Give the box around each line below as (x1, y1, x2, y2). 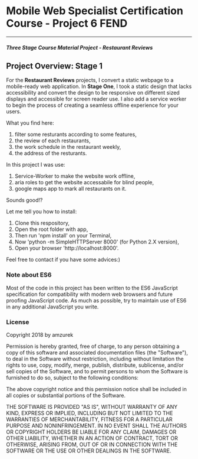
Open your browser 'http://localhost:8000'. (14, 245, 119, 252)
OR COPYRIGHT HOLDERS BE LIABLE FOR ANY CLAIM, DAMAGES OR (6, 428, 177, 435)
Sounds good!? (6, 197, 43, 204)
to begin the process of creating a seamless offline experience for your (6, 102, 179, 109)
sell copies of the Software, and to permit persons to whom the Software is (6, 367, 189, 375)
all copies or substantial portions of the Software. (6, 392, 126, 399)
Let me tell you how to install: (6, 208, 77, 215)
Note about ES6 (6, 271, 52, 279)
